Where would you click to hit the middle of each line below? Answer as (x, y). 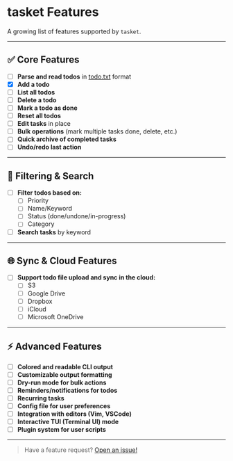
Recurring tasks (41, 398)
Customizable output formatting (64, 374)
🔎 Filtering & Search (51, 176)
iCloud (37, 309)
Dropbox (40, 301)
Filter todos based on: (49, 193)
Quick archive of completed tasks (67, 139)
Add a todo (33, 84)
